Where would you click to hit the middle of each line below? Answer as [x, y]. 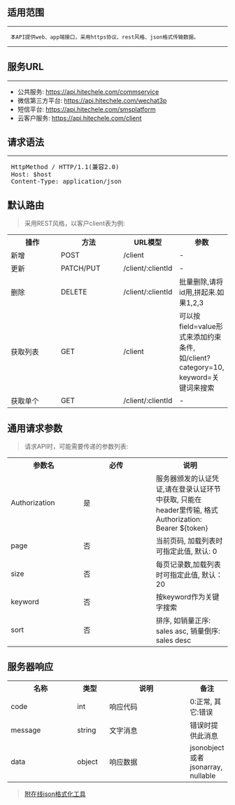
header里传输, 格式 [187, 510]
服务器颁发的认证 [184, 479]
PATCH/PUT [80, 269]
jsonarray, [206, 766]
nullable [203, 776]
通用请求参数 [35, 428]
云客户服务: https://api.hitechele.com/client [79, 118]
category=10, [202, 367]
